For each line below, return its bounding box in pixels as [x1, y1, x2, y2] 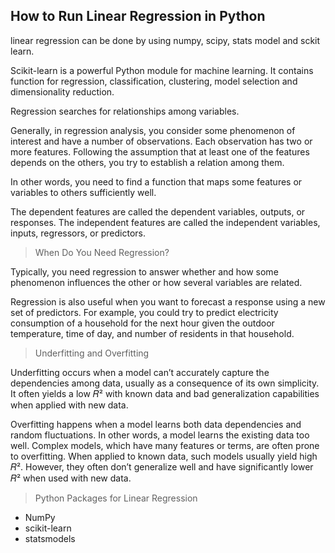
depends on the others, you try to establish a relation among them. [10, 156, 285, 168]
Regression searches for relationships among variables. [10, 105, 240, 117]
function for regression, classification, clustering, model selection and [10, 75, 298, 87]
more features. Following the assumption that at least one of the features [10, 145, 310, 158]
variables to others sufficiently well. [10, 186, 157, 198]
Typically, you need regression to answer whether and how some [10, 265, 279, 278]
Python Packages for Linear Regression [34, 492, 198, 504]
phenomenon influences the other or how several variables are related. [10, 276, 303, 288]
